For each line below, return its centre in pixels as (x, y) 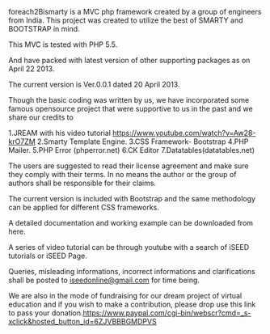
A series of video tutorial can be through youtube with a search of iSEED (129, 247)
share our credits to (41, 117)
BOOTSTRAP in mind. (44, 29)
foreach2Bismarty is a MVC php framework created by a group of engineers (135, 12)
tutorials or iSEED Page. (48, 256)
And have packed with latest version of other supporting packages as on (129, 60)
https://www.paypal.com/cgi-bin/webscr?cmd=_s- (167, 313)
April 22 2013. (32, 69)
